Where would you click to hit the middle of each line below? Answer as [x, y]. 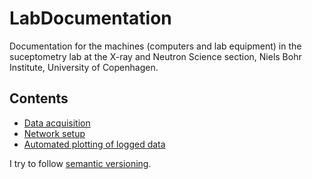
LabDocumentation [90, 18]
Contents [39, 98]
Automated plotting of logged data [94, 144]
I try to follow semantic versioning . [80, 163]
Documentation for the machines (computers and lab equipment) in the [155, 46]
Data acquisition [57, 123]
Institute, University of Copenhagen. [84, 67]
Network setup [54, 133]
